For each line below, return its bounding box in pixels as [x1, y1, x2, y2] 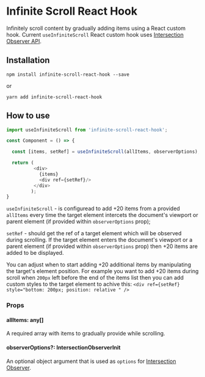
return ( [12, 160, 34, 166]
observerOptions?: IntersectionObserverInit [6, 344, 121, 351]
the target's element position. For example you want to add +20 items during [6, 268, 199, 275]
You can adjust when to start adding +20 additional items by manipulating [6, 261, 191, 268]
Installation [6, 55, 50, 65]
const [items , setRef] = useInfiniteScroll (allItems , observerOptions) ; [12, 148, 201, 155]
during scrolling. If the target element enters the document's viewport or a [6, 236, 193, 244]
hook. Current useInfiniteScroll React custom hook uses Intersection [6, 31, 184, 38]
